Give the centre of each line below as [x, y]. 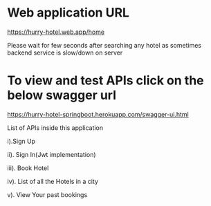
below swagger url [62, 95]
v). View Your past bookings [47, 194]
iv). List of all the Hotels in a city [53, 181]
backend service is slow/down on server [65, 53]
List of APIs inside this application [55, 128]
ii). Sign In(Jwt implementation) [52, 154]
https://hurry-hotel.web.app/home [56, 32]
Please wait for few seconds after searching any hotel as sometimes [104, 45]
